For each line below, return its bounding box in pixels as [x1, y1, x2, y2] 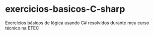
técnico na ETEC [5, 25, 39, 31]
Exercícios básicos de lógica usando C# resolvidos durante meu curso [5, 20, 150, 26]
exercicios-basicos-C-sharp [5, 3, 125, 15]
